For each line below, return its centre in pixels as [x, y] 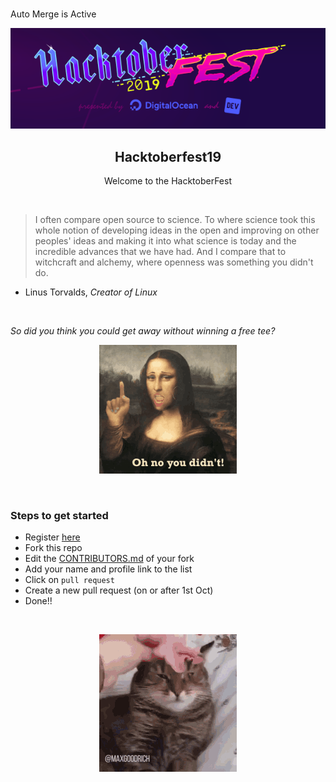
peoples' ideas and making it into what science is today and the [165, 241]
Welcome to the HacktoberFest [168, 181]
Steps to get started [59, 515]
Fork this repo [53, 548]
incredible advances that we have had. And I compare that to [160, 252]
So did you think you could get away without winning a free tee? [143, 331]
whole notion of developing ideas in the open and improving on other [177, 230]
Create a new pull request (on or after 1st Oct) [119, 590]
